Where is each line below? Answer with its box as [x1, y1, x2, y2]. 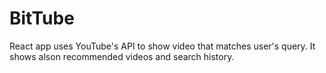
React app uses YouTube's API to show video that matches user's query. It [9, 40, 316, 52]
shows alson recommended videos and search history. [9, 50, 235, 62]
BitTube [9, 7, 75, 30]
